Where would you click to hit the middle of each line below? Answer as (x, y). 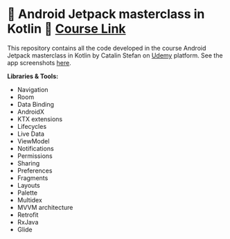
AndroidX (31, 112)
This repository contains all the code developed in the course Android (107, 48)
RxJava (28, 222)
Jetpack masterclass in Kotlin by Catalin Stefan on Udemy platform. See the (115, 55)
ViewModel (33, 141)
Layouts (28, 185)
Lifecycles (32, 126)
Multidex (30, 200)
